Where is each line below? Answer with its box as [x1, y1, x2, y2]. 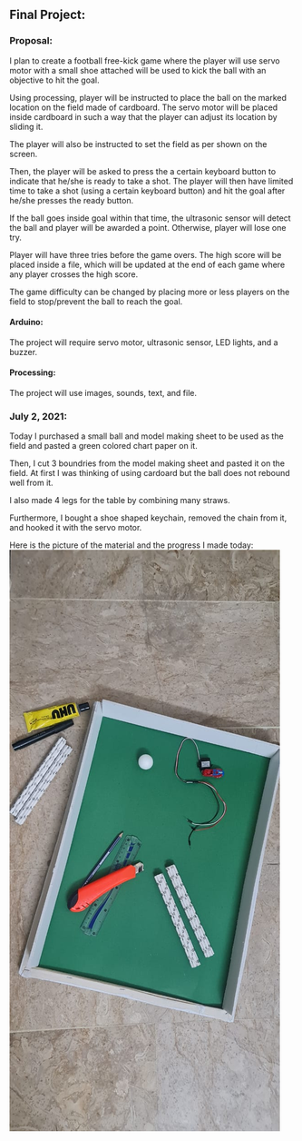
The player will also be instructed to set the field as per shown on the [9, 138, 268, 149]
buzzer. [9, 346, 38, 357]
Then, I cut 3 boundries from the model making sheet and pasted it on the [9, 458, 286, 469]
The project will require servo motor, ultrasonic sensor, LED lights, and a [9, 336, 278, 348]
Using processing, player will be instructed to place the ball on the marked [9, 92, 287, 103]
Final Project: [9, 7, 86, 23]
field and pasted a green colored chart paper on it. [9, 441, 198, 451]
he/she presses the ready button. [9, 194, 134, 205]
